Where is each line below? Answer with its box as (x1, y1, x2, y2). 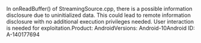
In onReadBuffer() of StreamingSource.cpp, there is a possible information (6, 5, 193, 12)
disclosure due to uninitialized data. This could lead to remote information (6, 12, 191, 19)
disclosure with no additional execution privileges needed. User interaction (6, 18, 194, 25)
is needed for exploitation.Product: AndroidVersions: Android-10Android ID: (6, 24, 195, 31)
